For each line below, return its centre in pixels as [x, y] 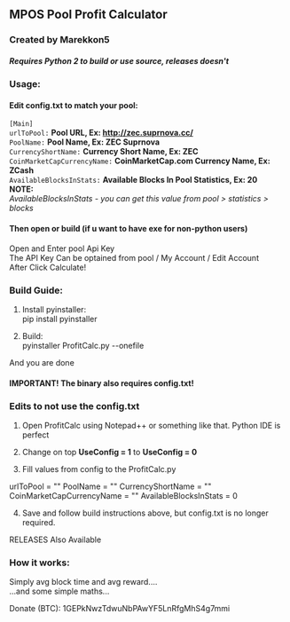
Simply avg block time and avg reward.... [83, 582]
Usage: [25, 84]
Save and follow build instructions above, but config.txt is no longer [145, 513]
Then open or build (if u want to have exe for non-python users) [129, 229]
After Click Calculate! [48, 267]
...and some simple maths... [59, 591]
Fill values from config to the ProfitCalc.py [99, 468]
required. [39, 522]
